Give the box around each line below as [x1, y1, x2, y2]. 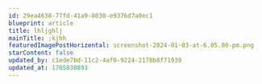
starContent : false [8, 49, 74, 57]
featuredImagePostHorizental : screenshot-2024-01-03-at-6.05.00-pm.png [8, 42, 254, 50]
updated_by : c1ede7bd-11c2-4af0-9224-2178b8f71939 [8, 57, 182, 65]
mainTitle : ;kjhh [8, 34, 67, 42]
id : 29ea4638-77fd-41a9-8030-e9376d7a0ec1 [8, 11, 153, 20]
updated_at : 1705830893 [8, 64, 89, 72]
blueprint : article [8, 19, 74, 27]
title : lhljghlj [8, 26, 63, 34]
